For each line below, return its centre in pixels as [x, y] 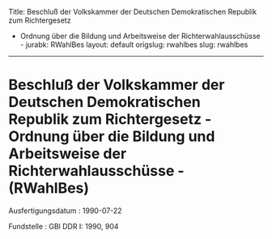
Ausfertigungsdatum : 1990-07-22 [66, 211]
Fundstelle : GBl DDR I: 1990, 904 [64, 226]
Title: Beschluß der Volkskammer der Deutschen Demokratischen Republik [133, 12]
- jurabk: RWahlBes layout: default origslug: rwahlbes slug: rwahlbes [134, 45]
